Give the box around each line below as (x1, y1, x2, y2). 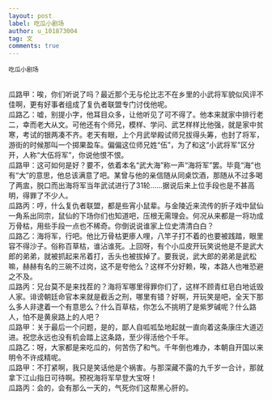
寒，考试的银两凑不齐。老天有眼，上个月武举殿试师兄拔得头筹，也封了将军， (8, 130, 264, 140)
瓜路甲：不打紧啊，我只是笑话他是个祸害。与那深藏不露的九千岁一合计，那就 (8, 363, 264, 372)
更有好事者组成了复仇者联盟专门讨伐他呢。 (29, 100, 172, 109)
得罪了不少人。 (22, 191, 73, 201)
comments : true (8, 42, 60, 50)
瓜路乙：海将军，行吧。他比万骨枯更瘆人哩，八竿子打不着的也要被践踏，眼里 (8, 232, 264, 241)
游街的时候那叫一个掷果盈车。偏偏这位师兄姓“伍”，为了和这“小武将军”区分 (8, 140, 255, 150)
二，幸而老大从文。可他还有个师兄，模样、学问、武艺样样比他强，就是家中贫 (8, 120, 264, 130)
